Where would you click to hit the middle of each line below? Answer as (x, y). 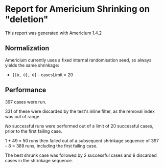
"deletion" (27, 19)
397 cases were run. (26, 102)
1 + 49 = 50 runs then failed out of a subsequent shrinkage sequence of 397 (82, 141)
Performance (26, 90)
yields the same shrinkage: (32, 65)
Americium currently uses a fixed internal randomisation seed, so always (78, 60)
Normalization (27, 48)
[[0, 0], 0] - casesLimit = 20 (43, 75)
